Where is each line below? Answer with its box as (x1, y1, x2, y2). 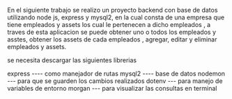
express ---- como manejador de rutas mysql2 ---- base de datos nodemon (7, 69, 225, 78)
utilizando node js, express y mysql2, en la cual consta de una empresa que (7, 13, 225, 21)
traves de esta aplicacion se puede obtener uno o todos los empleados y (7, 28, 217, 36)
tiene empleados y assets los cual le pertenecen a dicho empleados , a (7, 21, 211, 28)
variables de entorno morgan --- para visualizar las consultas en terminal (7, 84, 217, 92)
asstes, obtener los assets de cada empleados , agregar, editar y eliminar (7, 35, 217, 44)
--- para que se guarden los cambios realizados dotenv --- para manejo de (7, 77, 223, 85)
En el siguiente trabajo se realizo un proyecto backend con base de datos (7, 6, 218, 14)
